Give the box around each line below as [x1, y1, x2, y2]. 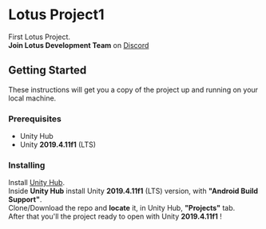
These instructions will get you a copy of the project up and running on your [8, 85, 258, 94]
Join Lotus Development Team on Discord [8, 40, 149, 49]
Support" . [8, 195, 42, 204]
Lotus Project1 [8, 6, 105, 24]
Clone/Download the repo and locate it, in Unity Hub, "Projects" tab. [8, 203, 236, 213]
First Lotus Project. [8, 32, 70, 41]
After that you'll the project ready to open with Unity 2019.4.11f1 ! [8, 211, 222, 221]
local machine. [8, 93, 57, 103]
